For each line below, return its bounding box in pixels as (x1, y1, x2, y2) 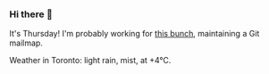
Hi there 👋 (9, 8, 54, 21)
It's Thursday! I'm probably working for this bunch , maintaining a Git (9, 29, 260, 39)
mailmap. (9, 37, 43, 48)
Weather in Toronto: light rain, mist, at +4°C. (9, 55, 172, 66)
